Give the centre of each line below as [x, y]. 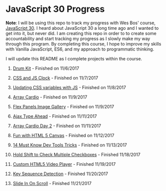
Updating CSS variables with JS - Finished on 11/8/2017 [69, 87]
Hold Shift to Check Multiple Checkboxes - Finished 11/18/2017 [77, 154]
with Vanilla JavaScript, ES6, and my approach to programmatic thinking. [80, 49]
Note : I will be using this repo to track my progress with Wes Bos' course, [81, 23]
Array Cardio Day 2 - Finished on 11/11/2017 [57, 126]
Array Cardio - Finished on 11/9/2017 [50, 97]
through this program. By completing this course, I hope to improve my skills [83, 44]
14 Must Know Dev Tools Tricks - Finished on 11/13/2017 [70, 145]
